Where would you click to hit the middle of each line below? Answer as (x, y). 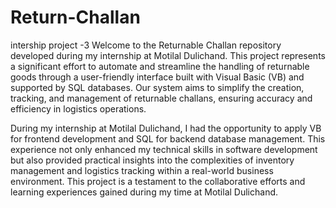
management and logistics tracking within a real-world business (142, 170)
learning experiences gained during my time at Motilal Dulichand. (144, 192)
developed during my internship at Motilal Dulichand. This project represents (168, 55)
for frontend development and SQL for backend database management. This (168, 138)
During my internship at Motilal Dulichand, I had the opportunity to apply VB (166, 128)
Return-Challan (75, 17)
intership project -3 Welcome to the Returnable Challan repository (146, 45)
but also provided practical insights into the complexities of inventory (152, 160)
